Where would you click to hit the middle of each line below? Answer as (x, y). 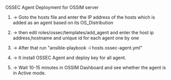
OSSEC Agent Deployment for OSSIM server (52, 7)
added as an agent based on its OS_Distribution (63, 23)
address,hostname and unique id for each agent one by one (76, 38)
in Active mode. (29, 73)
